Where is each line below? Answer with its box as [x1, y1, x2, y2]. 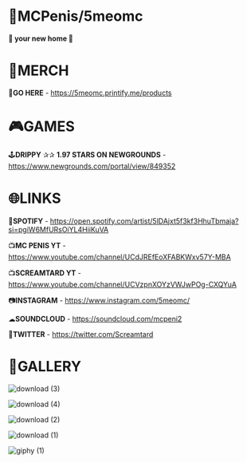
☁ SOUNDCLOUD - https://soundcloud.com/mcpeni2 [8, 314, 182, 323]
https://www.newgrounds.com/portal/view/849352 [8, 161, 176, 171]
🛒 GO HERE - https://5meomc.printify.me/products [8, 88, 172, 97]
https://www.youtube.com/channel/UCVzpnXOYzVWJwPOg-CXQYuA [8, 279, 237, 289]
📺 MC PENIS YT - [8, 240, 66, 250]
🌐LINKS [8, 189, 61, 207]
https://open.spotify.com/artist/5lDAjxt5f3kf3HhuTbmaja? [49, 216, 239, 226]
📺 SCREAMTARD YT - [8, 267, 81, 278]
